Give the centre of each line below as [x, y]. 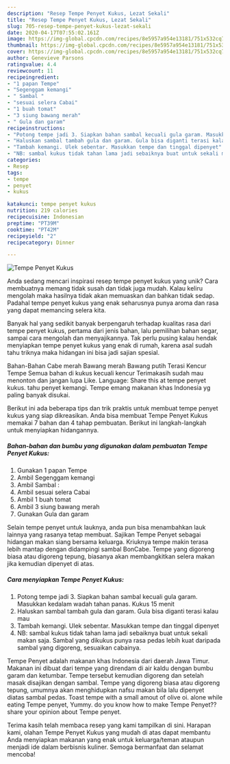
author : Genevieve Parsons [46, 58]
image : [16, 39]
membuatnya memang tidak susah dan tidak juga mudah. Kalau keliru [105, 288]
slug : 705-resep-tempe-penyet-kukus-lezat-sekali [79, 26]
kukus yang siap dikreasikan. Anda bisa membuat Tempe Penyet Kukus [107, 416]
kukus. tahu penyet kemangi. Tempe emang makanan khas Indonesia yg [109, 388]
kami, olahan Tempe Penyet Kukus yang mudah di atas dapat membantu [109, 732]
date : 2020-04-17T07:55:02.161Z [53, 33]
